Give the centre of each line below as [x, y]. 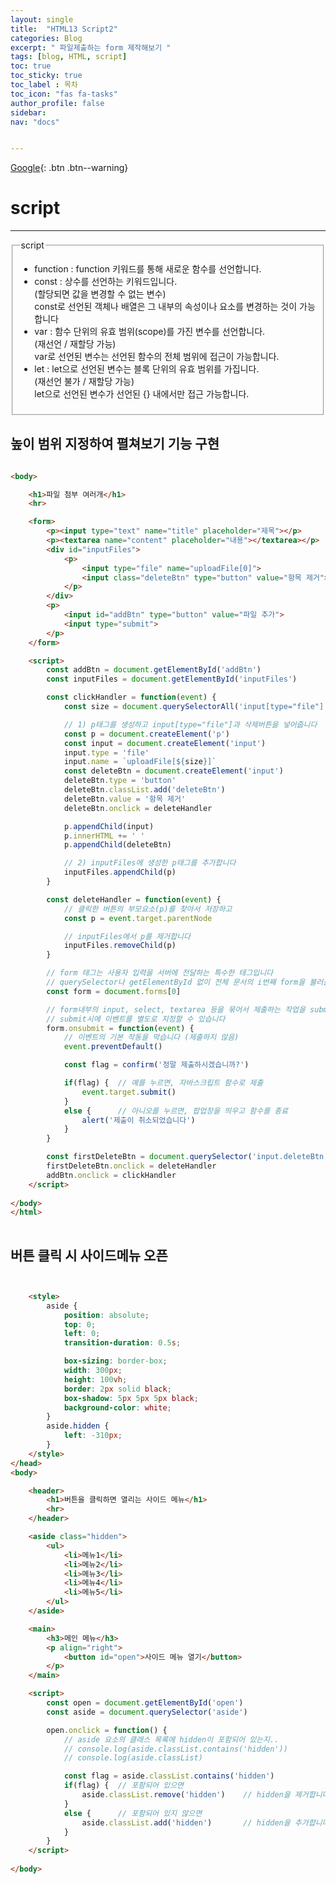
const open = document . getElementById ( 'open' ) [145, 1703]
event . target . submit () [129, 1092]
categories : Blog [46, 38]
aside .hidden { [78, 1426]
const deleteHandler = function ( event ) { [134, 899]
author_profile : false [57, 103]
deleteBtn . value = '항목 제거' [125, 799]
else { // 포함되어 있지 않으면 [133, 1813]
